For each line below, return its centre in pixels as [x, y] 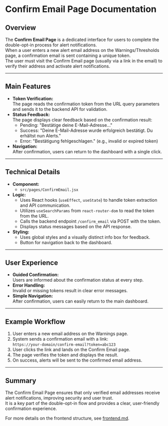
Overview [21, 28]
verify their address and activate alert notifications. [58, 66]
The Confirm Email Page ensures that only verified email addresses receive [82, 393]
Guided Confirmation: [35, 275]
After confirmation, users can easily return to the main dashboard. [80, 301]
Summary [21, 381]
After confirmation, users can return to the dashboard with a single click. [87, 151]
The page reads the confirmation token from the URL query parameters [86, 104]
